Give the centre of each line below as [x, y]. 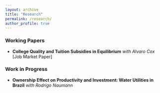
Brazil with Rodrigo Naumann [43, 85]
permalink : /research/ [28, 19]
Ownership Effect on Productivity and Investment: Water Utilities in [83, 80]
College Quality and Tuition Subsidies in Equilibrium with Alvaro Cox [83, 51]
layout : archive [22, 10]
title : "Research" [24, 14]
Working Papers [25, 41]
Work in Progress [27, 69]
